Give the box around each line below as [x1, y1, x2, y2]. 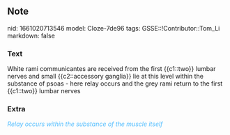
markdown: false [7, 31, 56, 40]
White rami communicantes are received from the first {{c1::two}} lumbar [7, 65, 216, 73]
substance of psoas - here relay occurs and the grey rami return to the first [7, 79, 223, 88]
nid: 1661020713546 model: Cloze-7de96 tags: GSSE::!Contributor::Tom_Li [7, 24, 220, 32]
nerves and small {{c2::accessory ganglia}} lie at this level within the [7, 72, 204, 81]
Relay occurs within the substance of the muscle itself [7, 120, 163, 128]
